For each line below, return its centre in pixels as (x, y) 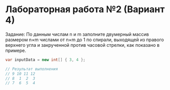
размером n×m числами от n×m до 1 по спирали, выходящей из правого (85, 40)
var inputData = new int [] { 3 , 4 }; (45, 59)
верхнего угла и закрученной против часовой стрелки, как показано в (82, 45)
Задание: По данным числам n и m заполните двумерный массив (77, 34)
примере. (16, 50)
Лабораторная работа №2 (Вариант (85, 9)
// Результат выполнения (32, 69)
